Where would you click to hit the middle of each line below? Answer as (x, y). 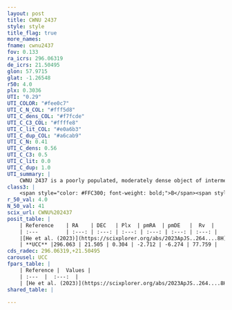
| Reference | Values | (55, 270)
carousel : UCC (28, 258)
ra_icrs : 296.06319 (35, 59)
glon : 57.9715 (28, 71)
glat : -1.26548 (29, 78)
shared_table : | (30, 290)
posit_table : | (29, 219)
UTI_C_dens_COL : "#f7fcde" (46, 116)
